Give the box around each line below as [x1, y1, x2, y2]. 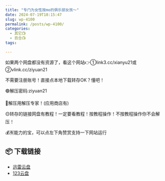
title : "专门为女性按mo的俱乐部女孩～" [5, 7, 79, 13]
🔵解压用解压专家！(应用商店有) [5, 100, 69, 106]
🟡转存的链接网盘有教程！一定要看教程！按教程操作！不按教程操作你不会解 [5, 111, 160, 117]
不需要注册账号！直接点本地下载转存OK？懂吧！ [5, 77, 105, 83]
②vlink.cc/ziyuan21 [5, 66, 47, 72]
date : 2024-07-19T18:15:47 [5, 12, 62, 17]
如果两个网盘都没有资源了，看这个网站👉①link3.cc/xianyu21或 [5, 59, 137, 65]
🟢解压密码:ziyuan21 [5, 87, 47, 94]
